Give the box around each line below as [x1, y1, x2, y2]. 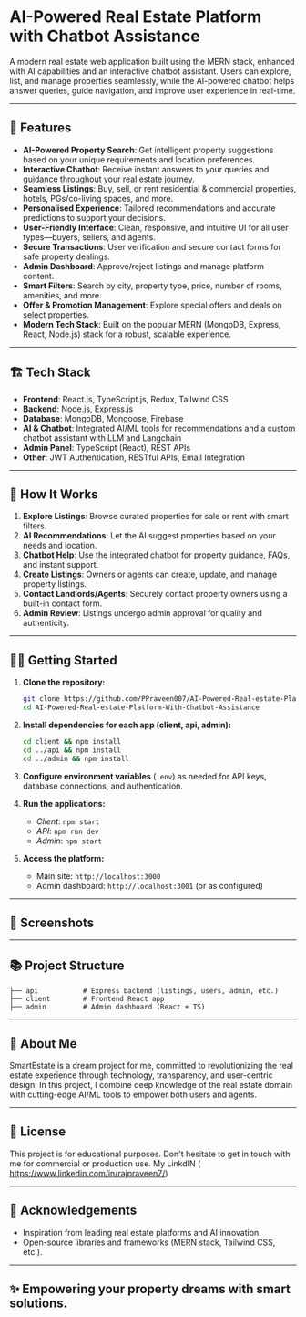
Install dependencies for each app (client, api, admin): [22, 719, 232, 730]
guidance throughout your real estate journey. [22, 173, 196, 184]
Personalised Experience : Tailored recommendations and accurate [22, 203, 276, 214]
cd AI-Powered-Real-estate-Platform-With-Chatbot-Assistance [22, 703, 260, 713]
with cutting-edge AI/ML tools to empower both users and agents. [9, 1089, 258, 1100]
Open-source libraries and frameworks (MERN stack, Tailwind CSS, [22, 1237, 276, 1248]
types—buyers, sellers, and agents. [22, 231, 157, 243]
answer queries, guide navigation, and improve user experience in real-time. [9, 85, 296, 96]
